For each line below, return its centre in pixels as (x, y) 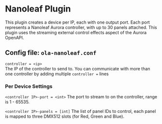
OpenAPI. (15, 38)
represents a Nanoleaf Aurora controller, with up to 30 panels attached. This (81, 27)
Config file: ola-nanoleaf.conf (51, 53)
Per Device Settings (29, 86)
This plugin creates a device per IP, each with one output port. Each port (78, 22)
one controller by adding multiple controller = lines (57, 74)
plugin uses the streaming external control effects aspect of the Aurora (76, 32)
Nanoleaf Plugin (38, 9)
